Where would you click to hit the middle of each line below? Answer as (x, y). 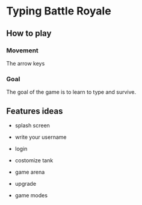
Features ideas (35, 111)
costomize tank (34, 160)
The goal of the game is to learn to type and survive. (71, 92)
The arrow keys (26, 63)
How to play (29, 33)
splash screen (32, 125)
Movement (23, 50)
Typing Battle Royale (59, 11)
